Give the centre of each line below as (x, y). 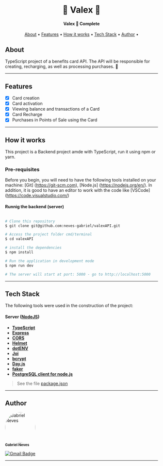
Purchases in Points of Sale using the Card (55, 120)
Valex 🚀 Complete (81, 23)
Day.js (18, 364)
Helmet (20, 343)
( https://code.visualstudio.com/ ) (37, 196)
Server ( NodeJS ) (22, 316)
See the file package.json (42, 383)
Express (20, 333)
